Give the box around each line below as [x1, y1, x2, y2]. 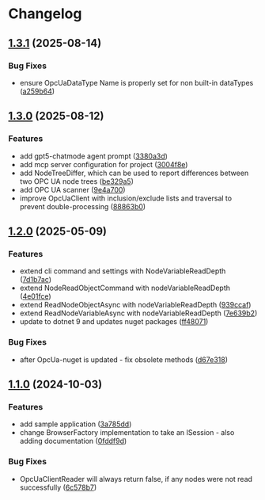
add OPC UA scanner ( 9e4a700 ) [19, 185, 126, 194]
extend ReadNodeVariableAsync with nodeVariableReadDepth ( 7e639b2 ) [19, 308, 258, 318]
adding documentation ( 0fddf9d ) [19, 437, 127, 446]
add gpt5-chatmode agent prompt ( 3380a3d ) [19, 151, 168, 161]
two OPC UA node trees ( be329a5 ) [19, 176, 134, 186]
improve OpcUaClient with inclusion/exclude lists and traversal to [19, 193, 232, 203]
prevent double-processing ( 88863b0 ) [19, 201, 146, 211]
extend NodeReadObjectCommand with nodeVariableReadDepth [19, 283, 231, 293]
